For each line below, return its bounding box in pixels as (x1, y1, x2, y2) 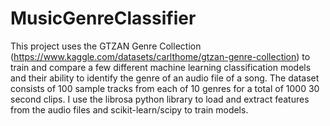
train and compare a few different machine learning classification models (10, 61, 312, 73)
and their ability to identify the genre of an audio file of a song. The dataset (10, 72, 320, 84)
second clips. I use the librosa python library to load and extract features (10, 93, 310, 105)
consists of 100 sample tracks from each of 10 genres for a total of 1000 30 (10, 82, 320, 94)
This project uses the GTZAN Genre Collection (10, 40, 202, 52)
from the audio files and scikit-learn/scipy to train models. (10, 103, 249, 116)
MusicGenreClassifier (10, 7, 197, 30)
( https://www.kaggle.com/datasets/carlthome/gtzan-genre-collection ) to (10, 50, 311, 62)
